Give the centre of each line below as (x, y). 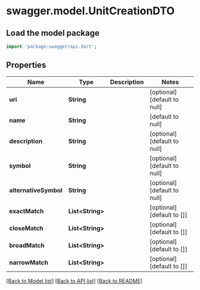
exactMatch (26, 211)
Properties (26, 65)
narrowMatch (29, 262)
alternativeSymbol (36, 190)
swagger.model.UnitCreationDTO (90, 11)
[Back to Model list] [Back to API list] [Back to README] (74, 280)
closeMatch (26, 228)
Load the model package (53, 33)
